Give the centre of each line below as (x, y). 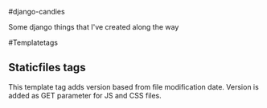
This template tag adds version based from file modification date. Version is (133, 86)
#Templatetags (33, 42)
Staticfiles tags (47, 68)
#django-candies (37, 12)
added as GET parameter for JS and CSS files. (85, 95)
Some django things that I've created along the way (94, 27)
